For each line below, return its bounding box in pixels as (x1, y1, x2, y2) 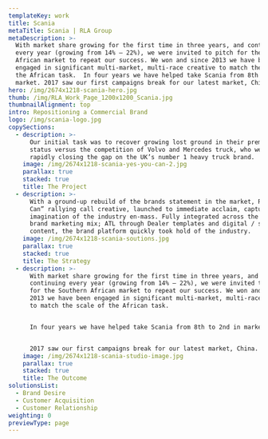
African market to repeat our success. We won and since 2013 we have (15, 57, 255, 65)
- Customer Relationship (15, 404, 98, 412)
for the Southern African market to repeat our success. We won (29, 287, 248, 295)
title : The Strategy (22, 257, 91, 265)
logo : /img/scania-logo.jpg (8, 116, 102, 124)
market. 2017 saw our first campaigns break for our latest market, (15, 78, 248, 86)
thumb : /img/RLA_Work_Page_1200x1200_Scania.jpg (8, 94, 173, 102)
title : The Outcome (22, 374, 88, 382)
